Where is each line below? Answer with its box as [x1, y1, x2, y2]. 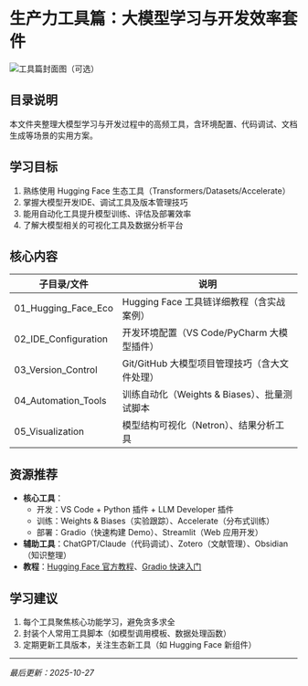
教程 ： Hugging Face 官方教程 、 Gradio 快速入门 [22, 561, 202, 572]
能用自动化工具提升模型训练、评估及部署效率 [22, 207, 192, 219]
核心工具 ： [22, 492, 64, 503]
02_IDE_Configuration [14, 332, 108, 345]
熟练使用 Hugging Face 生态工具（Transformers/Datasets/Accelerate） [22, 185, 291, 196]
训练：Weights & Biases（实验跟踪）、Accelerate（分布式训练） [36, 515, 275, 526]
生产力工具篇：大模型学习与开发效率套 [9, 8, 299, 29]
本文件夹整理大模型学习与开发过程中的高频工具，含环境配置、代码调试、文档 [9, 118, 298, 129]
